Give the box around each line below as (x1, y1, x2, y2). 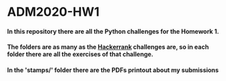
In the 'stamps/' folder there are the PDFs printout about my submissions (7, 66, 219, 74)
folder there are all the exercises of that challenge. (7, 50, 154, 58)
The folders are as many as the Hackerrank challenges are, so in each (7, 43, 209, 51)
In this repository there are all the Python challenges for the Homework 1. (7, 27, 219, 35)
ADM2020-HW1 (7, 4, 100, 20)
